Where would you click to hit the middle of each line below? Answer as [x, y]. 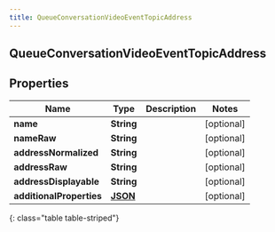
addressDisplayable [57, 181]
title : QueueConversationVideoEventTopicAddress [101, 17]
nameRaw [35, 138]
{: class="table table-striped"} [64, 218]
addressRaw [41, 167]
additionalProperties [58, 196]
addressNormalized [56, 152]
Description [171, 108]
